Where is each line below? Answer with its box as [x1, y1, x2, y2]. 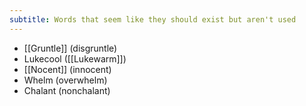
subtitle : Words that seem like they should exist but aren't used [9, 14, 297, 25]
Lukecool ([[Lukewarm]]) [23, 52, 127, 65]
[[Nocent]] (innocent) [23, 63, 112, 75]
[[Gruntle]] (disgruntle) [23, 42, 118, 54]
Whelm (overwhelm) [23, 74, 108, 86]
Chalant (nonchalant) [23, 84, 111, 96]
